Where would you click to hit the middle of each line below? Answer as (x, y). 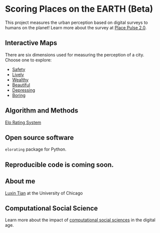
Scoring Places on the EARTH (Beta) (79, 9)
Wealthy (20, 79)
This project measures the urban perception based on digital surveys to (76, 22)
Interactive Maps (31, 43)
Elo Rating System (23, 122)
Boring (19, 95)
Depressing (24, 90)
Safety (19, 69)
